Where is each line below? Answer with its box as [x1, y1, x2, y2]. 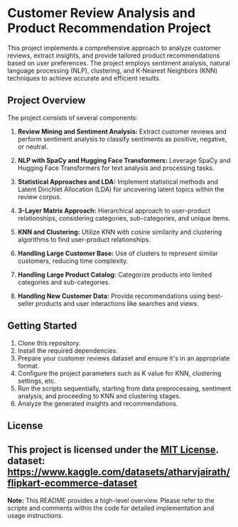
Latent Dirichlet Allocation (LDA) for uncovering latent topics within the [17, 185, 225, 193]
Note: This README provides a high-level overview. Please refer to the [7, 496, 215, 504]
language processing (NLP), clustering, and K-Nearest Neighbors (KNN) [7, 66, 218, 75]
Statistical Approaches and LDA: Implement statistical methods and [17, 177, 219, 186]
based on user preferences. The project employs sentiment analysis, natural [7, 58, 231, 67]
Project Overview [7, 95, 86, 107]
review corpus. [17, 192, 62, 201]
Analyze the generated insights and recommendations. [17, 399, 178, 408]
